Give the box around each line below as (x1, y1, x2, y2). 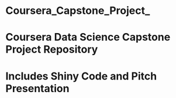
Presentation (5, 82, 70, 95)
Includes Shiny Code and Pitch (5, 70, 157, 82)
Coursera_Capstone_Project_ (5, 4, 150, 17)
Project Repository (5, 43, 98, 56)
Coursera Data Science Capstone (5, 31, 171, 44)
